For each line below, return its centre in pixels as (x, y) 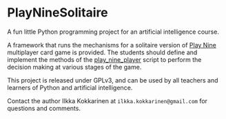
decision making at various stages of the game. (74, 67)
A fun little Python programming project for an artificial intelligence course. (113, 32)
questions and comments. (44, 108)
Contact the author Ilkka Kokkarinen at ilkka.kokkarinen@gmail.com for (107, 100)
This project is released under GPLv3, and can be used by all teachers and (113, 80)
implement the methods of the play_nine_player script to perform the (104, 59)
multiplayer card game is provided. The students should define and (102, 52)
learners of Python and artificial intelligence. (70, 87)
